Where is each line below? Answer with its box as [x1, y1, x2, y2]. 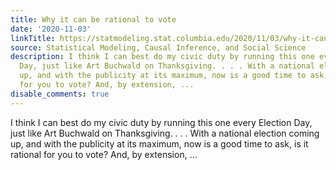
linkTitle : [10, 33, 56, 43]
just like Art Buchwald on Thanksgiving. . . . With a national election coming [10, 127, 320, 139]
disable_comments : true [10, 89, 110, 99]
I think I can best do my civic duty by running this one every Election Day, [10, 116, 313, 128]
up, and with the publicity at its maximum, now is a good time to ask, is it [10, 137, 309, 150]
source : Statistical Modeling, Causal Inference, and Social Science [10, 42, 307, 53]
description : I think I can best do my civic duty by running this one [10, 52, 315, 62]
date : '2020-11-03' [10, 24, 92, 34]
